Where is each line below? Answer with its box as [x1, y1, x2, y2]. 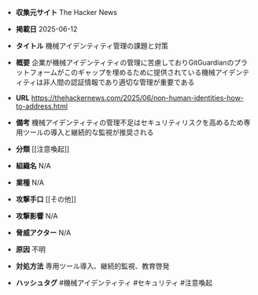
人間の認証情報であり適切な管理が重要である [50, 78, 195, 87]
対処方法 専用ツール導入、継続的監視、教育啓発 [15, 261, 170, 271]
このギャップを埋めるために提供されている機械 [64, 68, 216, 77]
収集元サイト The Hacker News [15, 8, 118, 17]
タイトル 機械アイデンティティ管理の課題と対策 [15, 41, 169, 50]
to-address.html [15, 101, 68, 111]
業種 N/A [15, 178, 45, 187]
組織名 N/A [15, 161, 51, 170]
